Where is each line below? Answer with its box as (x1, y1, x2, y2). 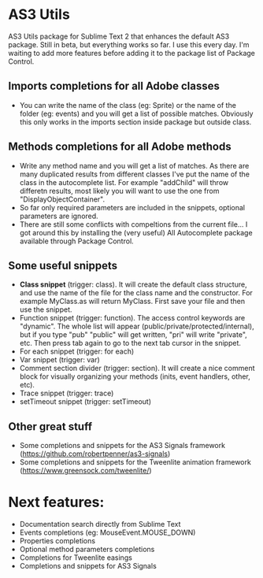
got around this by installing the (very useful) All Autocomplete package (19, 228, 254, 237)
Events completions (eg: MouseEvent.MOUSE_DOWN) (19, 528, 196, 537)
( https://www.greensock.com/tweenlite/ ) (19, 466, 152, 476)
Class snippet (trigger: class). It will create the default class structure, (19, 280, 247, 289)
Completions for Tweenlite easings (19, 553, 132, 562)
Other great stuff (8, 420, 93, 433)
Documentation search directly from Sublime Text (19, 520, 181, 529)
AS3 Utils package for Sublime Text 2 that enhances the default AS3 (8, 31, 230, 41)
